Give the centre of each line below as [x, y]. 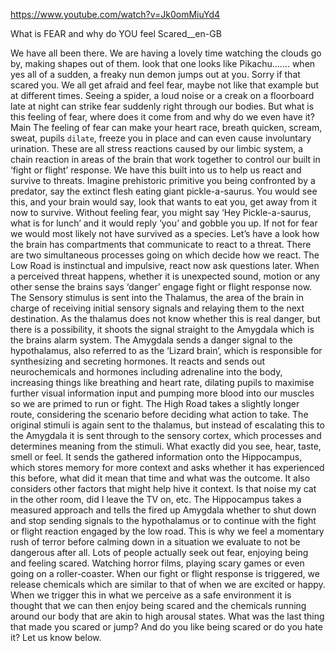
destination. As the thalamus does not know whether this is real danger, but [165, 318]
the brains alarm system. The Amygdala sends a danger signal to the [151, 340]
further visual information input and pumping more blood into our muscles [162, 393]
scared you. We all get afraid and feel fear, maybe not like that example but [165, 85]
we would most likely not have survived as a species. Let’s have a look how [165, 233]
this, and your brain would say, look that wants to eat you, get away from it [163, 202]
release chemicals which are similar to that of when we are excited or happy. [168, 584]
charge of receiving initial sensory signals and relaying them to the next [157, 308]
